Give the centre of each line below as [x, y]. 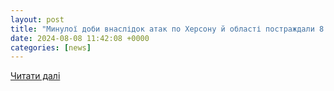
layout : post [37, 19]
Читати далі [35, 76]
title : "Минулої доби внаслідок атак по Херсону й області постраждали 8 [167, 29]
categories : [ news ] [51, 47]
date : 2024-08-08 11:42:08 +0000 [80, 38]
